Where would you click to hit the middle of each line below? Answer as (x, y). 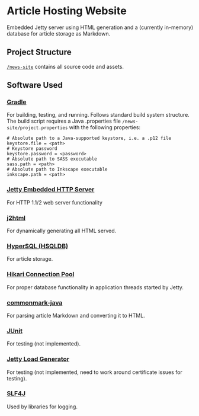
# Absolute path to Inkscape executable (57, 169)
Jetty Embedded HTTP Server (51, 190)
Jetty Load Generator (38, 359)
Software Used (35, 85)
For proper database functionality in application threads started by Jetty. (95, 287)
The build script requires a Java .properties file (64, 121)
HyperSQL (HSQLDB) (38, 246)
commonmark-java (35, 302)
